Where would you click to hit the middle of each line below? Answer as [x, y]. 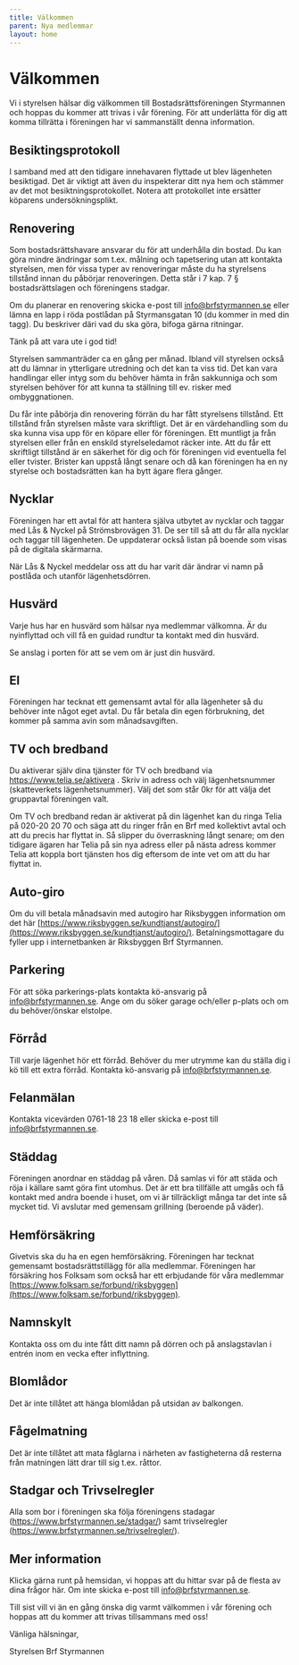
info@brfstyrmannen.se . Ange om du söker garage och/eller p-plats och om [149, 1001]
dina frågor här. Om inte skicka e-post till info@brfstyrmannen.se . [130, 1590]
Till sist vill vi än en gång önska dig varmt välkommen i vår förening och [141, 1607]
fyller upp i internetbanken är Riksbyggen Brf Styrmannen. [116, 942]
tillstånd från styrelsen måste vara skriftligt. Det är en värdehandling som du [149, 423]
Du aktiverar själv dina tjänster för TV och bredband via [111, 770]
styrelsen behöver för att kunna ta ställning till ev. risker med [120, 387]
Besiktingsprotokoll [65, 150]
